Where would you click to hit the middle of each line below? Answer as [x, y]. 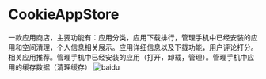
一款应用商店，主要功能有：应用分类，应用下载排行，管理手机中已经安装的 [129, 37]
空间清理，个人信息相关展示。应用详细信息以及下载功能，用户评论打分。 [140, 47]
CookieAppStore [64, 15]
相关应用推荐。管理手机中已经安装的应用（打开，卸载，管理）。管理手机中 [128, 57]
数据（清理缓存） [63, 67]
